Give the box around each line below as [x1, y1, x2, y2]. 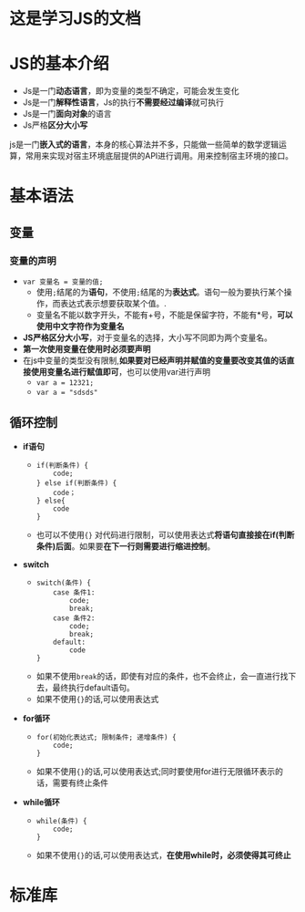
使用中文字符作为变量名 [36, 321, 125, 331]
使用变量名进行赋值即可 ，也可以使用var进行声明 [30, 367, 211, 377]
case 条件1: [53, 587, 96, 597]
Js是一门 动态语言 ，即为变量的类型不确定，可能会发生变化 [22, 86, 239, 97]
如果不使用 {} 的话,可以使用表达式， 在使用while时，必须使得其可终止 [36, 849, 291, 860]
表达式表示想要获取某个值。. [60, 298, 167, 308]
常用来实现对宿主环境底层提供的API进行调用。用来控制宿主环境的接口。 [25, 150, 294, 161]
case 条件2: [53, 613, 96, 623]
